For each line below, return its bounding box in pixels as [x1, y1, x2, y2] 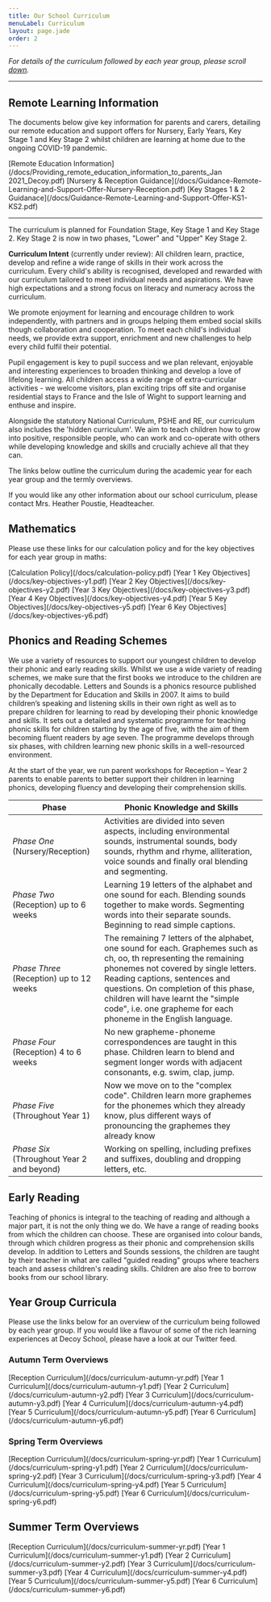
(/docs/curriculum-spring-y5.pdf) [8, 1488, 120, 1498]
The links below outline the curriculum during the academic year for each [8, 466, 252, 476]
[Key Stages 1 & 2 [186, 185, 246, 194]
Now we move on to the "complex [104, 1079, 232, 1090]
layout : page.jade [8, 27, 70, 35]
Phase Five [12, 1099, 55, 1111]
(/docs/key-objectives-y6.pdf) [8, 610, 109, 620]
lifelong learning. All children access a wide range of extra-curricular [8, 374, 237, 384]
